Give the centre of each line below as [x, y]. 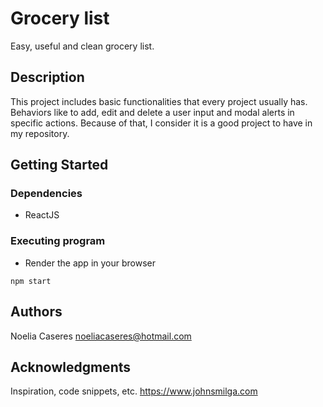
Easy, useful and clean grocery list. [82, 46]
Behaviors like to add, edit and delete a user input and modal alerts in [152, 112]
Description [47, 77]
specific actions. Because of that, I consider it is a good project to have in [161, 123]
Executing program [58, 241]
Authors [36, 312]
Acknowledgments [71, 367]
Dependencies [46, 194]
